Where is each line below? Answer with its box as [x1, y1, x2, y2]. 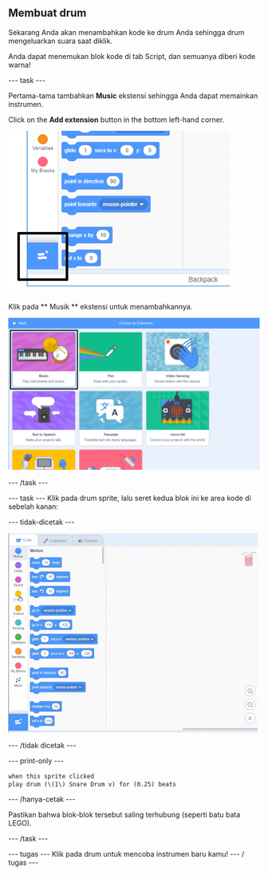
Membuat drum [8, 6, 87, 20]
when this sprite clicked [8, 772, 94, 780]
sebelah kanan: [8, 502, 58, 511]
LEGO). [8, 818, 32, 828]
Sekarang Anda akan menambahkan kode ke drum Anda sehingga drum [8, 27, 245, 37]
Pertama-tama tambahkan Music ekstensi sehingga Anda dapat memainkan [8, 91, 258, 101]
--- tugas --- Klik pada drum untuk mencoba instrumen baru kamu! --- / [8, 849, 245, 858]
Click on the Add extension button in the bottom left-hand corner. [8, 115, 225, 124]
